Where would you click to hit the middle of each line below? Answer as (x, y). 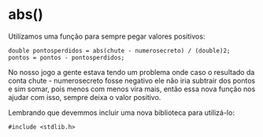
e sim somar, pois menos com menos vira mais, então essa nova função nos (132, 89)
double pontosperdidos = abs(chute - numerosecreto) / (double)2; (119, 50)
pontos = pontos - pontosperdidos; (67, 57)
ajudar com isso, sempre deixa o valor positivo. (85, 97)
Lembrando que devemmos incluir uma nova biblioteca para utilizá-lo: (121, 113)
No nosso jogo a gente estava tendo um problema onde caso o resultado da (131, 72)
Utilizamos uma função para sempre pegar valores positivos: (107, 36)
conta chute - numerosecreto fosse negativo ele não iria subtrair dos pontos (132, 80)
